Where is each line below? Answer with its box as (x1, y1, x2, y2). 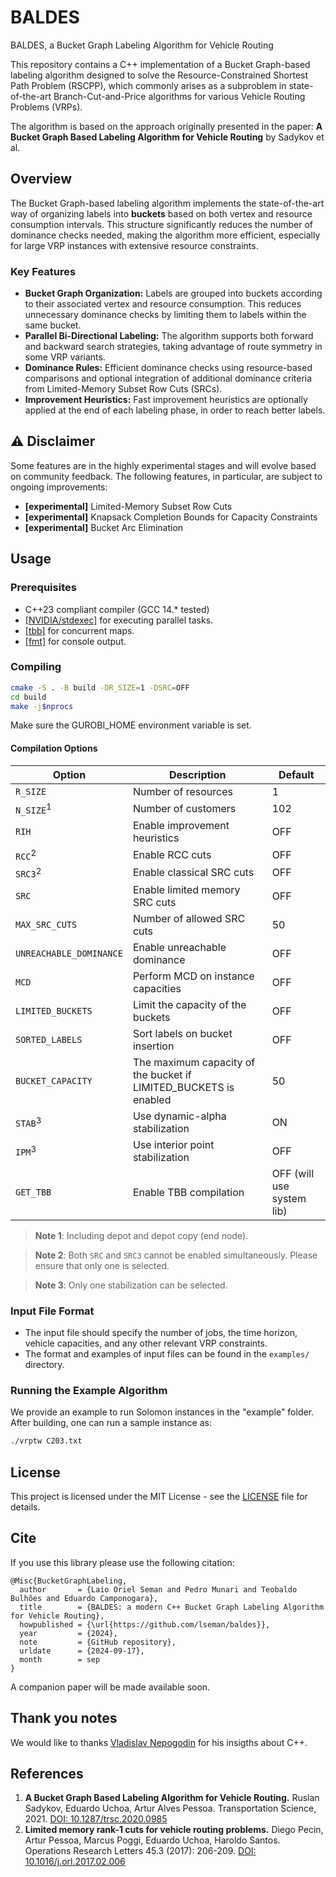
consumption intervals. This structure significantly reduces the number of (10, 218, 313, 230)
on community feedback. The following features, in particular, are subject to (10, 470, 323, 482)
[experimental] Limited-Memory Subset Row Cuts (24, 500, 233, 512)
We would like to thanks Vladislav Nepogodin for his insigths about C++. (10, 1736, 308, 1748)
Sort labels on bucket (132, 1026, 233, 1040)
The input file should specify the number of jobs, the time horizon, (24, 1326, 298, 1338)
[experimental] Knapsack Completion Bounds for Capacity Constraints (24, 511, 318, 523)
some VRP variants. (24, 351, 106, 363)
